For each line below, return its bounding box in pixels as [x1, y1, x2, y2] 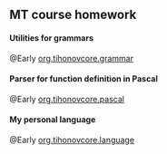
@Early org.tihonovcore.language [9, 135, 134, 145]
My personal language [9, 114, 96, 125]
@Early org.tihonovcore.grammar [9, 53, 134, 63]
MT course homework [9, 7, 137, 23]
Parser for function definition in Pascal [9, 73, 159, 84]
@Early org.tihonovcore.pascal [9, 93, 125, 104]
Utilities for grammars [9, 32, 93, 43]
